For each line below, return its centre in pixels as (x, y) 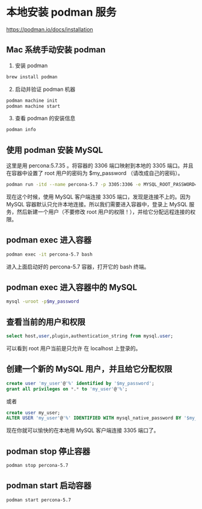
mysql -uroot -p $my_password (43, 301)
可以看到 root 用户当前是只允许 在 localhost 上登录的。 (74, 348)
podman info (21, 130)
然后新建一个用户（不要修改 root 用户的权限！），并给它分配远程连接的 (103, 212)
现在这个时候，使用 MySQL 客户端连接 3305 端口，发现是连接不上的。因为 (99, 197)
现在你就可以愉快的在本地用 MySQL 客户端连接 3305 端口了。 (83, 430)
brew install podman (32, 77)
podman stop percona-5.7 (37, 466)
